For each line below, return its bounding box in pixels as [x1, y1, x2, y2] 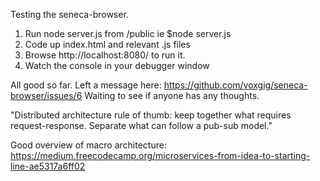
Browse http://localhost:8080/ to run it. [24, 49, 186, 61]
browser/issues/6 [10, 90, 83, 101]
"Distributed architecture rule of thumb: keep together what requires [10, 109, 292, 121]
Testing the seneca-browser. [10, 9, 129, 20]
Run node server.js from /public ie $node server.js [24, 28, 232, 39]
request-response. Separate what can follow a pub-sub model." [10, 120, 273, 131]
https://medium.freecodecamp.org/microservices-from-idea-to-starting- [10, 150, 311, 161]
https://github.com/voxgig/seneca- [163, 79, 308, 91]
